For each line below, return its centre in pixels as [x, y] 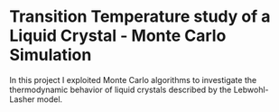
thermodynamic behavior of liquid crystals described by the [121, 89]
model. [50, 99]
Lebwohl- [251, 89]
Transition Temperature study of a [140, 17]
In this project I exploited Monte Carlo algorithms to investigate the [133, 79]
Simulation [51, 55]
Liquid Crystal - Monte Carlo [118, 36]
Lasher [22, 99]
